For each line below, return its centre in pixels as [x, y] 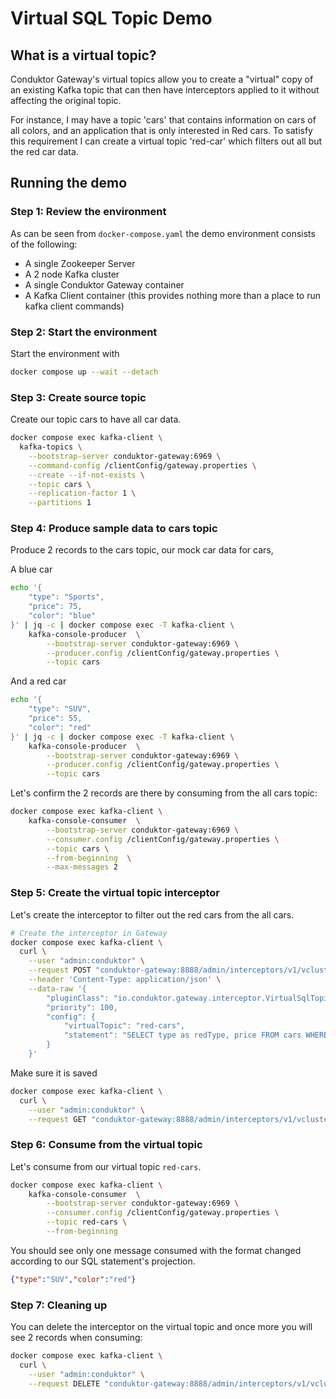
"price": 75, [55, 607]
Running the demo [69, 183]
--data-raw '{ [57, 988]
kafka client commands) [74, 306]
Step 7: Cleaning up [59, 1305]
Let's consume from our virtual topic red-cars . [106, 1166]
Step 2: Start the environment [84, 332]
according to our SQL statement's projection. [103, 1261]
